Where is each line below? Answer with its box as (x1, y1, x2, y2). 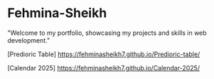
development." (7, 36, 50, 44)
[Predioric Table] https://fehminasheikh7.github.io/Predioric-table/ (7, 50, 200, 58)
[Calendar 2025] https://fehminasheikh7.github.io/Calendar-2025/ (7, 63, 200, 72)
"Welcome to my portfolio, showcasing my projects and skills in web (7, 28, 208, 37)
